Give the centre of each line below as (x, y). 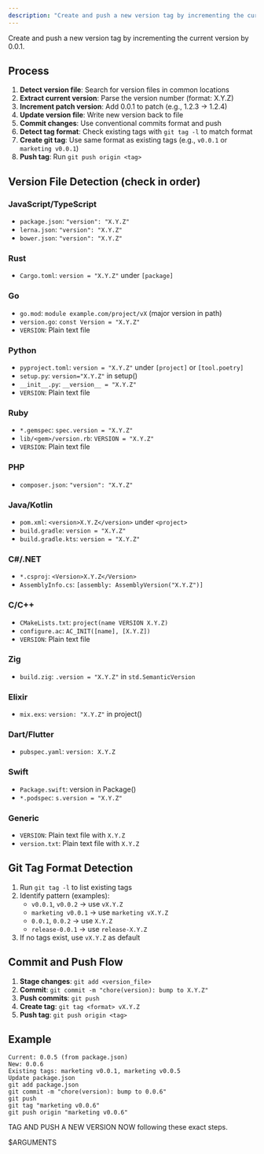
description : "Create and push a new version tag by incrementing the (126, 15)
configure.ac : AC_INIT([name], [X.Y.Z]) (85, 630)
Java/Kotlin (31, 505)
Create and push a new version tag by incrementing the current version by (128, 38)
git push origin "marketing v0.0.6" (68, 1113)
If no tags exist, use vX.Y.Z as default (80, 937)
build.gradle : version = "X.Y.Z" (73, 530)
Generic (24, 818)
